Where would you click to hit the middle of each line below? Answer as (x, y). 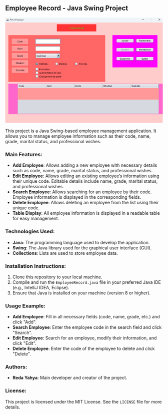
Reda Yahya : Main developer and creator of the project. (70, 378)
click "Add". (24, 322)
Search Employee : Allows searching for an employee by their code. (82, 192)
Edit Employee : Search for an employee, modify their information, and (84, 338)
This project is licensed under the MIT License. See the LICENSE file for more (83, 401)
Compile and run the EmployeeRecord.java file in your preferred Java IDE (87, 282)
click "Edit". (24, 343)
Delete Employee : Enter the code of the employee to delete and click (83, 349)
